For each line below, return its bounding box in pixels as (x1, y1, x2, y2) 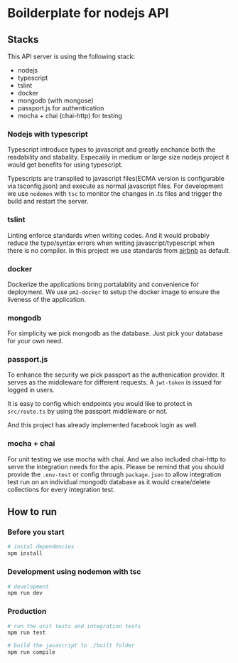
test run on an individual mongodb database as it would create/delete (7, 477, 211, 486)
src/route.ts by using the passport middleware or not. (7, 407, 168, 416)
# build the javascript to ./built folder (7, 642, 135, 649)
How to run (7, 506, 58, 518)
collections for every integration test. (7, 485, 115, 494)
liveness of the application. (7, 295, 87, 303)
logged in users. (7, 386, 55, 395)
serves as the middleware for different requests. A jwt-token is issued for (7, 378, 222, 387)
